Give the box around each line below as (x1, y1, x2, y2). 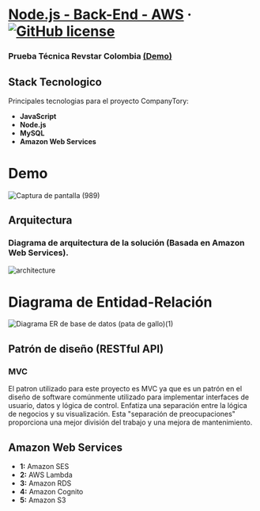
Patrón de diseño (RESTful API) (8, 342, 164, 356)
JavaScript (19, 111, 57, 120)
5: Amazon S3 (19, 495, 66, 505)
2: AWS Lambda (19, 470, 73, 479)
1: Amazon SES (19, 461, 70, 471)
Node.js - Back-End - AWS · (8, 6, 192, 24)
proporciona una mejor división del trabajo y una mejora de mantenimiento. (8, 418, 253, 427)
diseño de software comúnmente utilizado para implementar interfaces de (8, 392, 250, 402)
